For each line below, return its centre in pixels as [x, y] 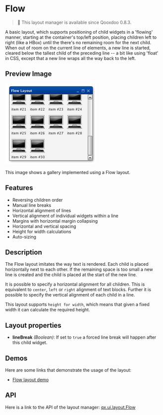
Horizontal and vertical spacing [44, 226]
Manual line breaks [32, 205]
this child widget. [30, 343]
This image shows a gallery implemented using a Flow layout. [68, 172]
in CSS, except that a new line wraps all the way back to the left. [71, 58]
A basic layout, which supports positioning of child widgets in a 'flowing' [79, 32]
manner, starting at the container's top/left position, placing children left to [81, 37]
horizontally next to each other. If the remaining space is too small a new [79, 269]
